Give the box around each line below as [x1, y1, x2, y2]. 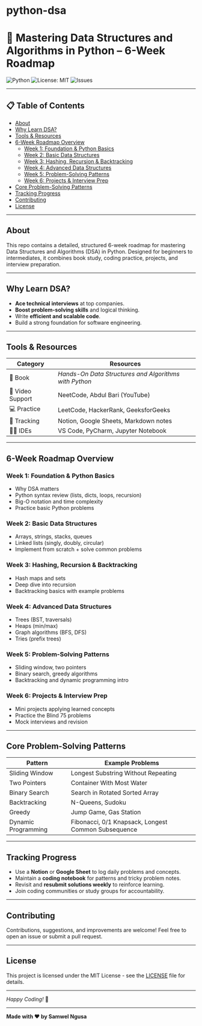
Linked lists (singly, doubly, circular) [14, 539, 104, 547]
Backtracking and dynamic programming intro [14, 677, 129, 684]
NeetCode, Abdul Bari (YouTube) [58, 391, 150, 399]
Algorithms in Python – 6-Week [6, 44, 165, 58]
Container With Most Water [70, 779, 148, 787]
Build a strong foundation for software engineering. [14, 319, 142, 326]
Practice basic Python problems [14, 505, 94, 512]
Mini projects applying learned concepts [14, 705, 115, 713]
